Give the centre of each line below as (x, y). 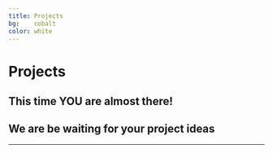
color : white (30, 31)
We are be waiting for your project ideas (112, 129)
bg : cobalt (32, 24)
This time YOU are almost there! (91, 101)
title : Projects (36, 16)
